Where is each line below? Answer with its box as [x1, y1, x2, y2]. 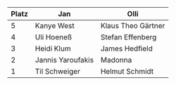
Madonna [100, 55, 132, 65]
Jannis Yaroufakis [34, 55, 94, 65]
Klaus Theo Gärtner [100, 21, 165, 30]
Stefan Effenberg [100, 32, 157, 41]
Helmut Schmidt [100, 67, 154, 76]
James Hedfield [100, 44, 153, 53]
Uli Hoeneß [34, 32, 73, 41]
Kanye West [34, 21, 75, 30]
